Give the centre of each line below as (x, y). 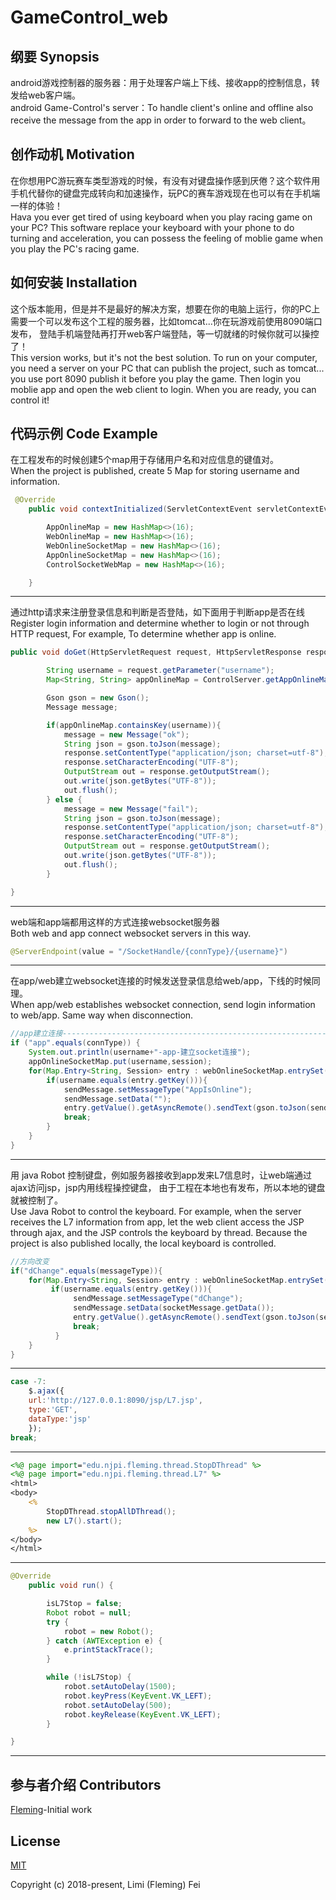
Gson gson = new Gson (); (98, 698)
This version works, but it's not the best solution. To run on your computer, (164, 357)
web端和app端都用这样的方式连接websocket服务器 (115, 922)
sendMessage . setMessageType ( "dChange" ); (158, 1299)
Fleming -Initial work (51, 1810)
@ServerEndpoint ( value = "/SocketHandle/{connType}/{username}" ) (149, 951)
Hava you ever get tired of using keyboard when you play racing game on (161, 217)
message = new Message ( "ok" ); (126, 734)
